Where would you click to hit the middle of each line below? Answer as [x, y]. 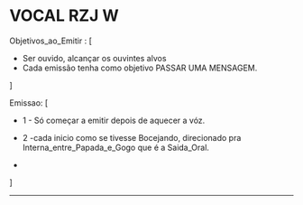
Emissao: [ [29, 102]
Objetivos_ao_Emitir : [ [51, 41]
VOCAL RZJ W [64, 16]
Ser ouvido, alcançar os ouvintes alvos [94, 58]
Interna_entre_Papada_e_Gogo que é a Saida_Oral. [116, 147]
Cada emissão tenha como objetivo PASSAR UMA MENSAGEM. [140, 68]
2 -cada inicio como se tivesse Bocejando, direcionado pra [132, 137]
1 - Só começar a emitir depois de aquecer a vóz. [114, 120]
